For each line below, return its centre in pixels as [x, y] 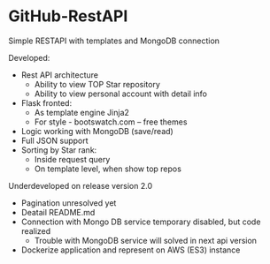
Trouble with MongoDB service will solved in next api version [146, 240]
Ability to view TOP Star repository [97, 84]
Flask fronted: [46, 102]
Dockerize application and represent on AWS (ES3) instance [131, 250]
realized [36, 230]
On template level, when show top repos [108, 169]
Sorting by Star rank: [59, 150]
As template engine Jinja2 [82, 112]
